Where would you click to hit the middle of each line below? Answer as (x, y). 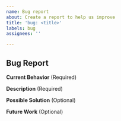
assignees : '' (24, 34)
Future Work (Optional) (35, 112)
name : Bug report (28, 12)
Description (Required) (35, 88)
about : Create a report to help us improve (61, 17)
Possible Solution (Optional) (41, 100)
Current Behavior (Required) (42, 77)
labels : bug (21, 28)
